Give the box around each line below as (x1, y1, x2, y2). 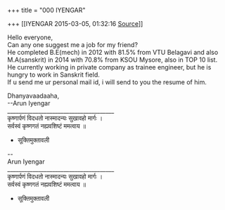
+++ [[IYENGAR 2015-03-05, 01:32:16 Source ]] (7, 20, 143, 27)
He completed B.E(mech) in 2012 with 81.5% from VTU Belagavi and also (7, 48, 219, 56)
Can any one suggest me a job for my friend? (7, 41, 139, 48)
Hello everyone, (7, 33, 53, 41)
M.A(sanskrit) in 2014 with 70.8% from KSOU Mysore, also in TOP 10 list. (7, 55, 218, 64)
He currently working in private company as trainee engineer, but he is (7, 63, 212, 71)
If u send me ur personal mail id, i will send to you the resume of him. (7, 78, 207, 86)
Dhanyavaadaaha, (7, 91, 60, 100)
